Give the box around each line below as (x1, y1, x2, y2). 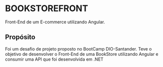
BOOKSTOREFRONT (5, 3, 88, 14)
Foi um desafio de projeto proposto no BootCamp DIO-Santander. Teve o (5, 46, 152, 51)
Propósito (5, 33, 36, 41)
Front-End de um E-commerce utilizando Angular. (5, 19, 105, 25)
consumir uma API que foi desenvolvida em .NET (5, 56, 104, 62)
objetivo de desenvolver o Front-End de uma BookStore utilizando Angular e (5, 51, 159, 57)
